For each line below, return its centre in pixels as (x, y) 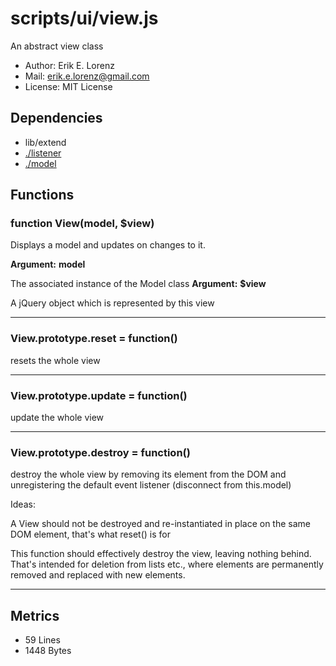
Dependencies (56, 118)
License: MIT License (68, 86)
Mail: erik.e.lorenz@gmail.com (87, 76)
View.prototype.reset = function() (94, 339)
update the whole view (57, 418)
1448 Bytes (48, 651)
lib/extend (45, 142)
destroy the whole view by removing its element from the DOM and (148, 474)
